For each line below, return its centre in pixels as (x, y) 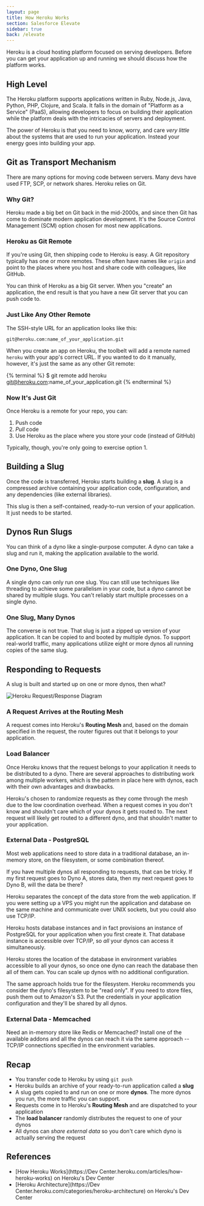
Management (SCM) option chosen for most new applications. (84, 226)
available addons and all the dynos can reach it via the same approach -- (98, 1039)
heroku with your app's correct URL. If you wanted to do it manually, (91, 357)
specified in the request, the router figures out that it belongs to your (92, 731)
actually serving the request (50, 1137)
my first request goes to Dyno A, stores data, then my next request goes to (100, 878)
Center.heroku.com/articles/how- (141, 1171)
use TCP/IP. (21, 915)
